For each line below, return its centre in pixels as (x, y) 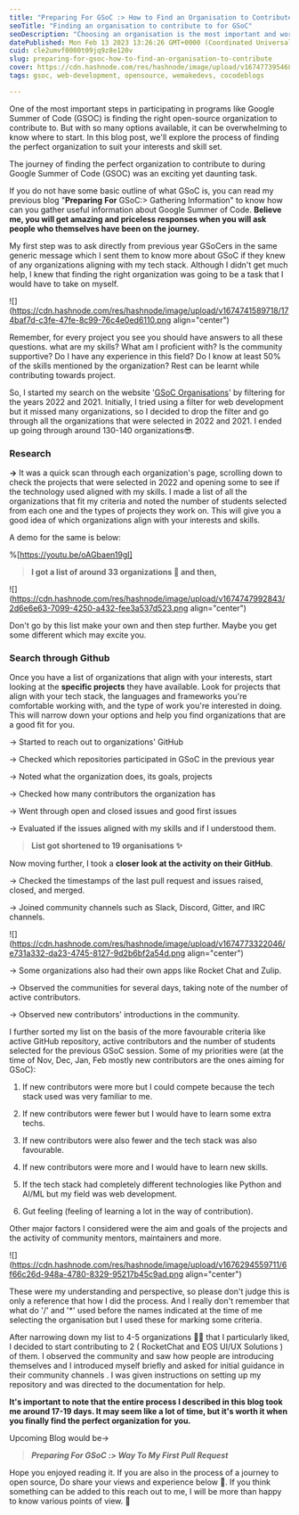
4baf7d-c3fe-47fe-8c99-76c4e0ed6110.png (90, 320)
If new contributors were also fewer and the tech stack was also (139, 1140)
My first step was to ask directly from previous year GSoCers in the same (143, 245)
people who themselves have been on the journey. (105, 228)
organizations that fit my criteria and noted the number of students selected (148, 501)
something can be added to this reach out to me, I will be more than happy (145, 1492)
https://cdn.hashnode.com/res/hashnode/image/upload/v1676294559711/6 (149, 1265)
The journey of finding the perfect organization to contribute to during (137, 164)
